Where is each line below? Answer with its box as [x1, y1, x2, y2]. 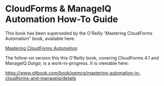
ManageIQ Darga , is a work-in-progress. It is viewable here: [5, 60, 129, 66]
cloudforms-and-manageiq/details [5, 75, 76, 81]
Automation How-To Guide [5, 13, 118, 25]
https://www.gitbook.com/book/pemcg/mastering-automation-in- [5, 69, 141, 75]
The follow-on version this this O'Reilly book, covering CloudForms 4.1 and [5, 54, 159, 60]
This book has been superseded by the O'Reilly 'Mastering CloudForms [5, 30, 153, 36]
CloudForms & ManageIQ [5, 3, 112, 14]
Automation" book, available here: [5, 35, 75, 41]
